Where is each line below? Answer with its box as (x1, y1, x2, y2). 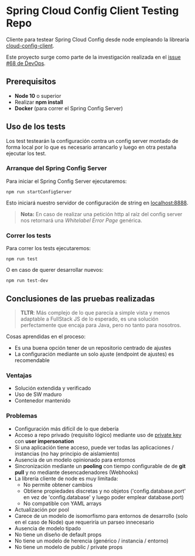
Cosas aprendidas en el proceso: (6, 333, 86, 340)
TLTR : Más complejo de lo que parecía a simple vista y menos (20, 309, 170, 316)
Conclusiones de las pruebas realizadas (6, 294, 155, 303)
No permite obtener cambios (23, 481, 93, 488)
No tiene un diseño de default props (14, 531, 102, 538)
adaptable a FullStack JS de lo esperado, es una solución (20, 315, 159, 322)
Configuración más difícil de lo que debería (14, 425, 119, 432)
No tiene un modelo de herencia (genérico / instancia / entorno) (14, 537, 169, 544)
